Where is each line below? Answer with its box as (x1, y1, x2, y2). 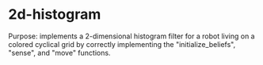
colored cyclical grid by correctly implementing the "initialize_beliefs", (8, 39, 236, 49)
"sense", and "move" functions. (8, 48, 111, 57)
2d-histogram (8, 5, 101, 23)
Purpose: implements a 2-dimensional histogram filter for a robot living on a (8, 31, 255, 41)
